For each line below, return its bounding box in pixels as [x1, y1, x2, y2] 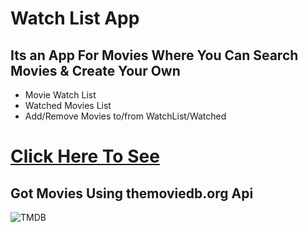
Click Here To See [10, 145, 160, 168]
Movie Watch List [24, 89, 97, 101]
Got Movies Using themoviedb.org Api [10, 185, 254, 202]
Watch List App [10, 7, 140, 30]
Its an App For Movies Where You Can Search [10, 47, 299, 64]
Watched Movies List [24, 100, 112, 111]
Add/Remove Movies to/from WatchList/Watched [24, 110, 227, 122]
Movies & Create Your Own [10, 62, 181, 79]
